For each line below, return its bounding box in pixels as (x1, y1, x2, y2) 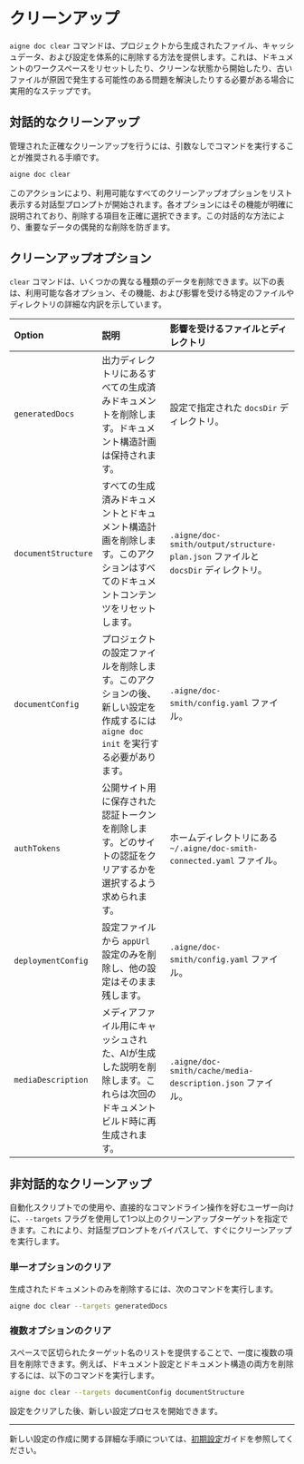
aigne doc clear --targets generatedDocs (9, 1302, 168, 1311)
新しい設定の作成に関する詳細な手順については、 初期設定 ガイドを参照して (9, 1433, 287, 1444)
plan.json (169, 552, 213, 563)
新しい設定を (101, 701, 157, 713)
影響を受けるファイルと (169, 323, 270, 336)
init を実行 (101, 737, 151, 750)
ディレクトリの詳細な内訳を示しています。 (9, 299, 167, 310)
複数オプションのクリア (9, 1324, 111, 1337)
